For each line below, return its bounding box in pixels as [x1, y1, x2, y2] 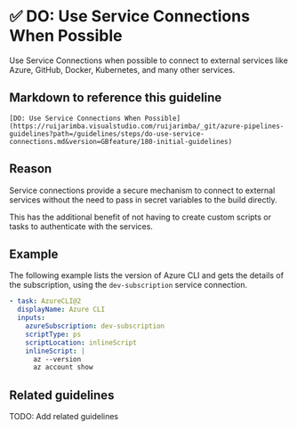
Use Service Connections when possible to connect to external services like [9, 55, 289, 66]
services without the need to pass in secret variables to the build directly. [9, 194, 277, 205]
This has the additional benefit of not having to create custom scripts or [9, 211, 272, 222]
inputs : [17, 314, 46, 322]
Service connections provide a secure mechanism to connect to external [9, 185, 276, 195]
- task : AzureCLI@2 [9, 297, 82, 306]
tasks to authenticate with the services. [9, 220, 154, 232]
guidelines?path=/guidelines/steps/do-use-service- [9, 129, 205, 139]
